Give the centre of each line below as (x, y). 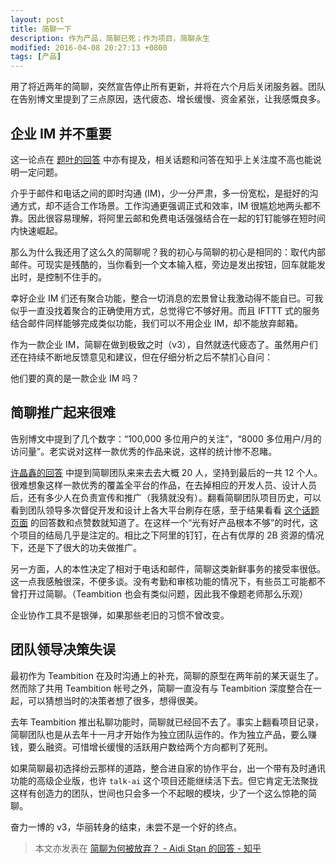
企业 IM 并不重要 (61, 133)
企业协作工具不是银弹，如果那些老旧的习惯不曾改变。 (120, 615)
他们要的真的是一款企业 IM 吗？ (75, 378)
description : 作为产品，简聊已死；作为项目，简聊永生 (110, 38)
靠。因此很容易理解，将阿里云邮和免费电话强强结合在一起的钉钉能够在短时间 (168, 218)
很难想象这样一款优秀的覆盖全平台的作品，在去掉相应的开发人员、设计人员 (163, 485)
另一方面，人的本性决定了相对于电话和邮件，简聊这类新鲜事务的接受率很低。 (168, 568)
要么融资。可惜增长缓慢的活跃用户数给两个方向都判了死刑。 (150, 747)
